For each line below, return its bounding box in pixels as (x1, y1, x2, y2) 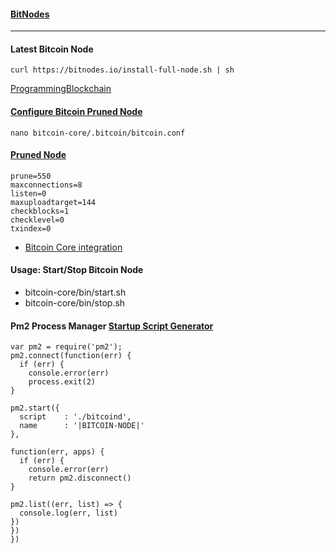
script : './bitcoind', (19, 412, 132, 422)
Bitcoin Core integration (24, 241, 123, 253)
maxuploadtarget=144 (10, 197, 97, 207)
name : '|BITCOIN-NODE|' (19, 421, 145, 431)
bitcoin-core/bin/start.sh (24, 286, 127, 299)
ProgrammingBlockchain (10, 83, 112, 95)
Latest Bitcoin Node (10, 43, 94, 55)
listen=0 (10, 188, 47, 199)
